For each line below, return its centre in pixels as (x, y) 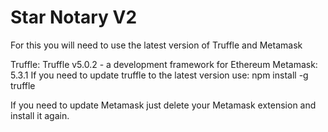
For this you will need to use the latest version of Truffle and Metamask (156, 45)
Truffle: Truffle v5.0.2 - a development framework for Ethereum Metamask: (164, 64)
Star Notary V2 (74, 17)
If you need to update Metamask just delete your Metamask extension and (163, 105)
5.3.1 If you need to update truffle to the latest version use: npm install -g (159, 75)
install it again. (40, 115)
